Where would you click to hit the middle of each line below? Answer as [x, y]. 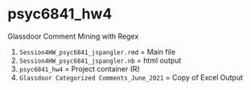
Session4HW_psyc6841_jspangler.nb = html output [100, 60]
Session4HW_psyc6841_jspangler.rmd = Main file [97, 51]
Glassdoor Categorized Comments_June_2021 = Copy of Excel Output [131, 77]
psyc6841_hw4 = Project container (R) [79, 68]
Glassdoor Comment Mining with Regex [73, 36]
